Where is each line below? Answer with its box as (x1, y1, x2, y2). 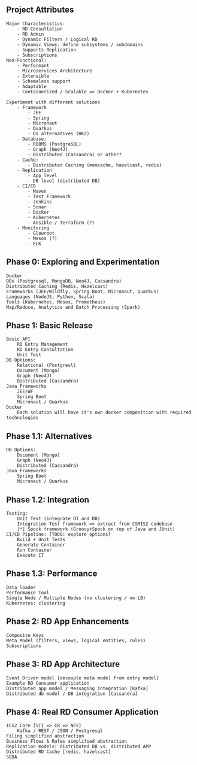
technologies (6, 415, 39, 421)
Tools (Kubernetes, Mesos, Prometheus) (6, 299, 106, 305)
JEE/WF (17, 388, 34, 394)
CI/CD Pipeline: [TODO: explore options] (6, 532, 111, 538)
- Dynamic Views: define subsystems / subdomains (17, 41, 144, 47)
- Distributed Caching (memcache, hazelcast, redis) (28, 162, 162, 168)
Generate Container (17, 542, 66, 548)
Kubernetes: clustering (6, 600, 66, 606)
